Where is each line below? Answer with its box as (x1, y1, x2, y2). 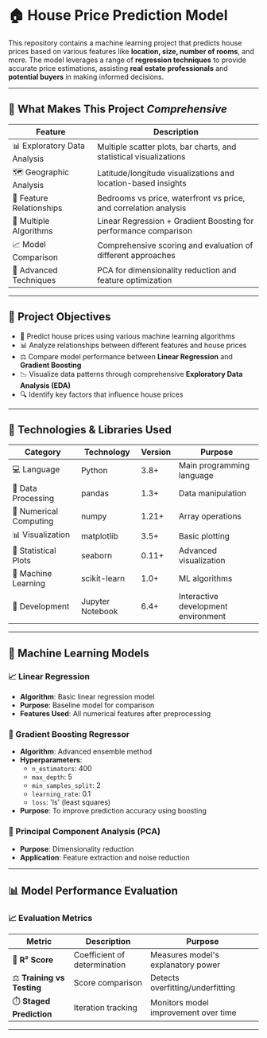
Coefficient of (73, 950, 126, 961)
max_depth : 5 (31, 772, 73, 781)
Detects (150, 973, 180, 984)
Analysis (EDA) (19, 380, 72, 390)
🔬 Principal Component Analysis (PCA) (8, 826, 161, 837)
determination (73, 959, 126, 970)
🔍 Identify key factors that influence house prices (19, 390, 184, 399)
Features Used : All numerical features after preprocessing (19, 709, 211, 719)
